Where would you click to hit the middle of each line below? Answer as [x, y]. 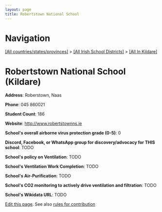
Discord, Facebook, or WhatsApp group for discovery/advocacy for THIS [80, 142]
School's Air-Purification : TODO [38, 176]
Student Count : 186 [25, 114]
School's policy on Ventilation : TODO [43, 157]
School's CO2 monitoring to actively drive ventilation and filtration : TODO [81, 185]
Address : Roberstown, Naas [33, 95]
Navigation [27, 38]
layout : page [18, 10]
